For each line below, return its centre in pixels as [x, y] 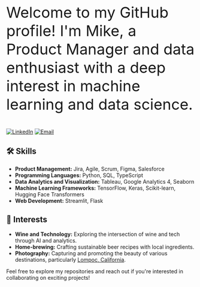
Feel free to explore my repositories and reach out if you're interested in [95, 271]
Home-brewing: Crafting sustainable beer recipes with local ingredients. [104, 247]
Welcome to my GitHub [87, 12]
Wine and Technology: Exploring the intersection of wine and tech [97, 234]
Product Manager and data [100, 49]
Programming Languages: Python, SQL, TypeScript [79, 175]
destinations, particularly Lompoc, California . [70, 259]
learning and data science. [100, 104]
